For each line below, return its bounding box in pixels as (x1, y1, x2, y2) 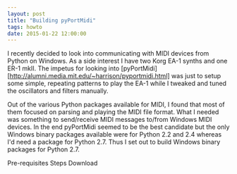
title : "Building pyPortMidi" (7, 17, 97, 24)
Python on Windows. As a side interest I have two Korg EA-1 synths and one (7, 57, 228, 66)
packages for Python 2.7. (7, 145, 80, 154)
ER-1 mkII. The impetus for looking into (7, 64, 120, 73)
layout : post (7, 10, 46, 18)
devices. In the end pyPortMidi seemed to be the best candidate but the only (7, 123, 230, 131)
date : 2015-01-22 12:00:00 (7, 30, 87, 37)
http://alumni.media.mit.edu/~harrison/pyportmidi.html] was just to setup (9, 72, 221, 80)
